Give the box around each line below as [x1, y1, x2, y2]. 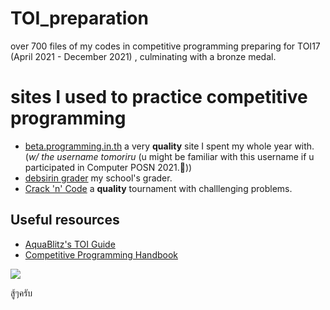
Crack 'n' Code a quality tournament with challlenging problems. [24, 182, 293, 194]
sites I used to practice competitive [10, 86, 308, 109]
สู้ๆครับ [10, 287, 33, 299]
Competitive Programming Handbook [24, 248, 179, 261]
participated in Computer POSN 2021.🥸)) [24, 161, 193, 173]
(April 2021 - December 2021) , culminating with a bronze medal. [10, 50, 277, 62]
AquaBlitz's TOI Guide [24, 238, 116, 250]
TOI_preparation [10, 7, 149, 30]
